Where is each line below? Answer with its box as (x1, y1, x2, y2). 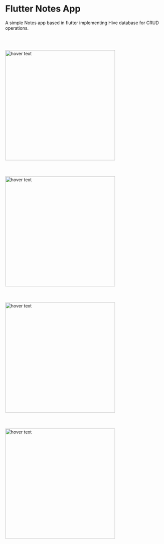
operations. (5, 25, 29, 31)
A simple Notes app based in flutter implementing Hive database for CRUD (5, 20, 159, 26)
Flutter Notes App (5, 3, 81, 15)
